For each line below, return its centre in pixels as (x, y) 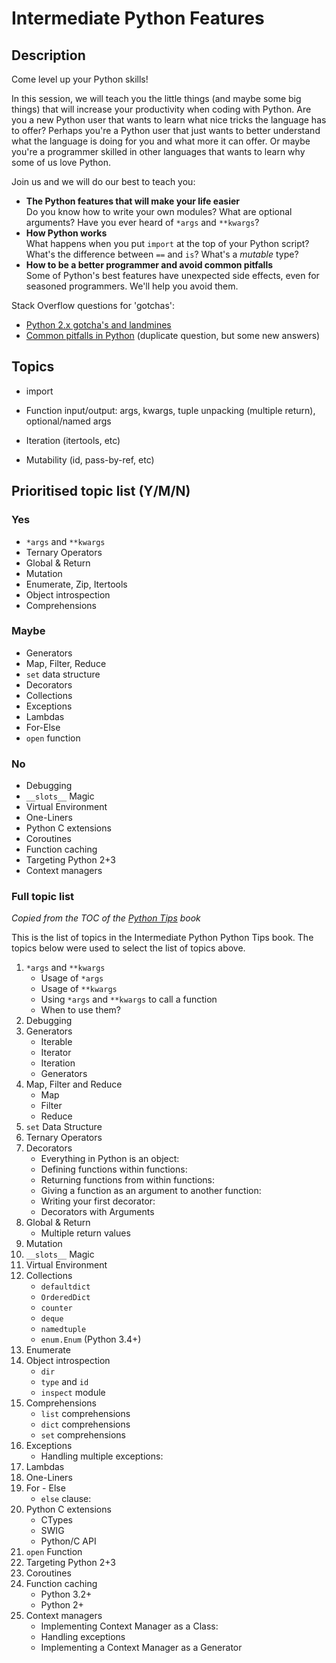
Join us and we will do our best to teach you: (103, 181)
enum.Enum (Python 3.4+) (91, 1339)
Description (48, 55)
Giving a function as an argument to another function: (151, 1191)
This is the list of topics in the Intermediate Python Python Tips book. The (162, 938)
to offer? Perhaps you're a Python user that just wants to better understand (166, 130)
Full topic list (43, 897)
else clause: (66, 1499)
